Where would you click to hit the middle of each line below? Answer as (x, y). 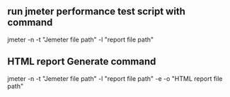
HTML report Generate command (82, 62)
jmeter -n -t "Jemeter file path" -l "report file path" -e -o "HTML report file (115, 78)
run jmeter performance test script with (97, 12)
